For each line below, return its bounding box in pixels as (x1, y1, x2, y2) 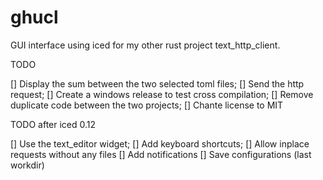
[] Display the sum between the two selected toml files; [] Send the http (10, 77, 305, 90)
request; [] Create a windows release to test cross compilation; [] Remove (10, 88, 314, 100)
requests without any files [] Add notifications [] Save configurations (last (10, 148, 312, 160)
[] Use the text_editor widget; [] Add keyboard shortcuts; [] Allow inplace (10, 137, 310, 150)
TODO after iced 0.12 (10, 118, 97, 130)
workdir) (10, 159, 45, 171)
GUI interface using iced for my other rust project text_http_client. (10, 39, 281, 51)
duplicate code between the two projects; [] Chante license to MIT (10, 99, 284, 111)
